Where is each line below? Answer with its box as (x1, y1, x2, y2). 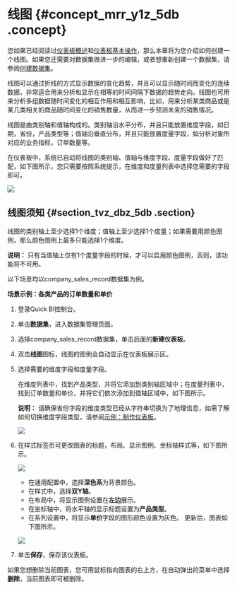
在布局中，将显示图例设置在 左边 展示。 (28, 496, 140, 504)
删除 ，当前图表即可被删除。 (7, 574, 88, 583)
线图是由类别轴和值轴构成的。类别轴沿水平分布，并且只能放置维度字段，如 (7, 120, 224, 129)
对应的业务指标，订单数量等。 (7, 138, 94, 146)
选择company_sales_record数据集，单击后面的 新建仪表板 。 (17, 334, 190, 343)
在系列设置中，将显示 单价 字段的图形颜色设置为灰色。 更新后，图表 (28, 513, 222, 522)
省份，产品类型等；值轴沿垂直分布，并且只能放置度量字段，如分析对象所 (19, 129, 230, 138)
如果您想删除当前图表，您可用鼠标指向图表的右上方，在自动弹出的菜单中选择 (7, 565, 230, 573)
